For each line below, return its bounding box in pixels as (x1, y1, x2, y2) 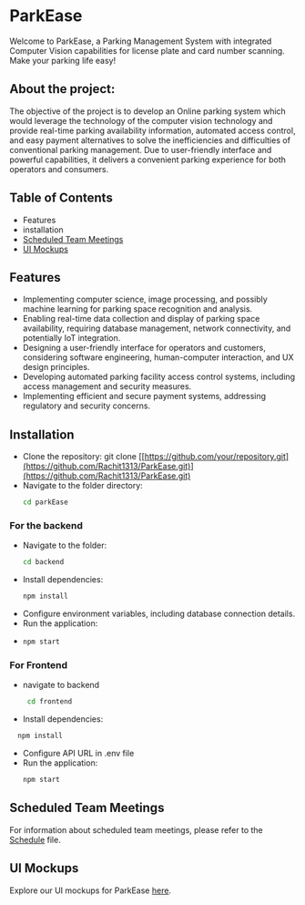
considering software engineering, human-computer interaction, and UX (22, 352, 294, 363)
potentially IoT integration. (22, 333, 121, 344)
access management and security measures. (22, 381, 192, 392)
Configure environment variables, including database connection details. (22, 608, 296, 620)
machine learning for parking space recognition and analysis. (22, 303, 253, 314)
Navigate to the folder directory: (22, 480, 143, 491)
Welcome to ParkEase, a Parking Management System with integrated (9, 36, 272, 46)
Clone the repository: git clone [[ (22, 451, 146, 462)
